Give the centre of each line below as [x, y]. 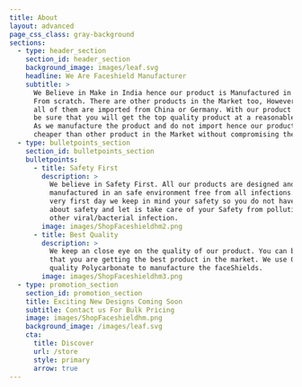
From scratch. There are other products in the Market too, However [164, 101]
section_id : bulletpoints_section [90, 151]
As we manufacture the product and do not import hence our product [164, 127]
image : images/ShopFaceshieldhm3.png [112, 277]
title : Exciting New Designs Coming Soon [104, 302]
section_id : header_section [78, 59]
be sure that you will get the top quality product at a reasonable [164, 118]
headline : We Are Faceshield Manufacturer [106, 76]
